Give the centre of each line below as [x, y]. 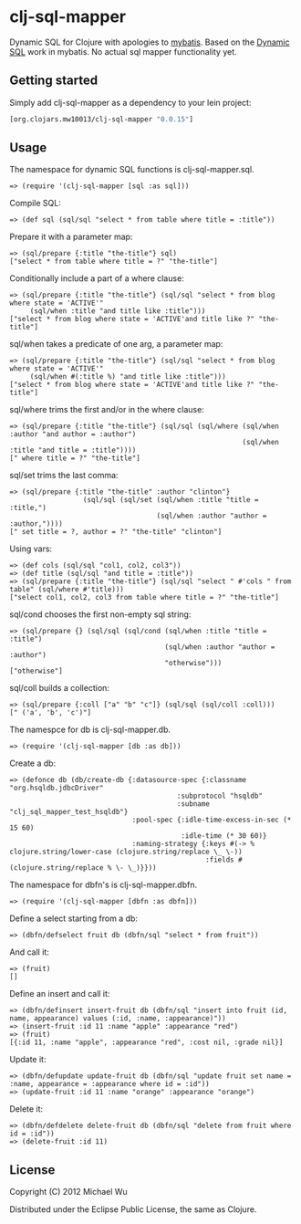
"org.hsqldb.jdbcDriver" [57, 788]
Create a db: [33, 763]
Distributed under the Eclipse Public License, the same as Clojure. [133, 1209]
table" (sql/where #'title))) [67, 590]
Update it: [28, 1060]
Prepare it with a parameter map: [71, 237]
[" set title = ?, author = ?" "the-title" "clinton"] [116, 532]
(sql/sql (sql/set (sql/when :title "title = [171, 500]
